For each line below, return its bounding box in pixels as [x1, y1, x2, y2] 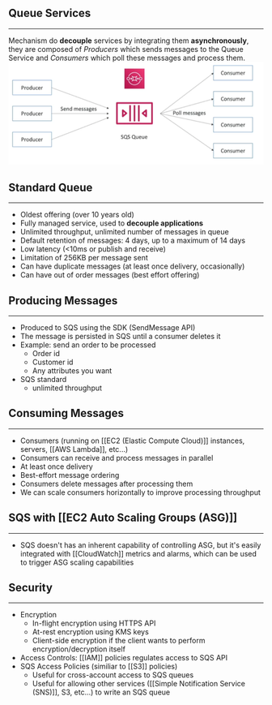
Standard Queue [8, 180, 93, 194]
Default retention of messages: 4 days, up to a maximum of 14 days [19, 235, 245, 246]
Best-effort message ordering [19, 470, 120, 479]
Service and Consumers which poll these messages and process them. [8, 53, 245, 62]
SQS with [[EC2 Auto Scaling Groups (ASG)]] [8, 511, 237, 525]
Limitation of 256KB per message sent [19, 253, 148, 263]
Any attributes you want [32, 366, 113, 376]
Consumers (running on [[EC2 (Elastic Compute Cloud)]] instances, [19, 436, 245, 445]
